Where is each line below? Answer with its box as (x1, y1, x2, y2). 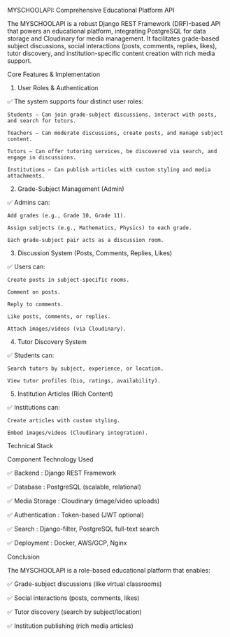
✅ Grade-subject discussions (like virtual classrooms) (7, 580, 162, 588)
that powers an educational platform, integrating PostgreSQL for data (7, 27, 206, 35)
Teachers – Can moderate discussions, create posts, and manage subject (7, 129, 224, 136)
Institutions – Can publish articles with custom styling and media (7, 166, 211, 173)
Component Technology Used (7, 455, 94, 464)
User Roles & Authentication (17, 84, 99, 92)
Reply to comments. (7, 301, 64, 308)
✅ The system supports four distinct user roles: (7, 97, 144, 106)
